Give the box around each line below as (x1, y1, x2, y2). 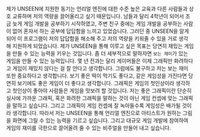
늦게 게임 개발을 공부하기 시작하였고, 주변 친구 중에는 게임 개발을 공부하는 (12, 20, 183, 27)
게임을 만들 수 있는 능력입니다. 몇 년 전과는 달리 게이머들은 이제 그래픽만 (6, 57, 173, 64)
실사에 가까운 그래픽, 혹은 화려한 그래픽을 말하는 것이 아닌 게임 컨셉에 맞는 (6, 95, 177, 101)
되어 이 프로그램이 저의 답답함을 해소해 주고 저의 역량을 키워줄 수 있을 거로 (6, 35, 177, 42)
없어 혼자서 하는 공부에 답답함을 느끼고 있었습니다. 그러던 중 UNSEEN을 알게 (12, 27, 189, 35)
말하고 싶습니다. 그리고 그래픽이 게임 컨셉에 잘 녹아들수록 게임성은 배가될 (12, 102, 181, 109)
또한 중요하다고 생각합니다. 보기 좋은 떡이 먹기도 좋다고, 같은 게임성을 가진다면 (6, 72, 187, 79)
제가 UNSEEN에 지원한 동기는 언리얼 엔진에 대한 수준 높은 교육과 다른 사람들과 (6, 5, 188, 12)
